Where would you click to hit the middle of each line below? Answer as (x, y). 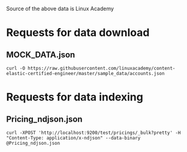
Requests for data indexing (75, 97)
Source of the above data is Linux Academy (60, 9)
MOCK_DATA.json (41, 55)
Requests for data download (78, 33)
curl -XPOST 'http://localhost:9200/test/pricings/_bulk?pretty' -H (93, 133)
